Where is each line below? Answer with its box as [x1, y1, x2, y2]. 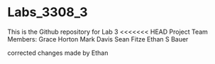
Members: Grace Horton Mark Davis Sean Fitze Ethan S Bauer [7, 34, 189, 43]
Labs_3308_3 [7, 4, 88, 20]
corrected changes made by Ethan [7, 49, 109, 57]
